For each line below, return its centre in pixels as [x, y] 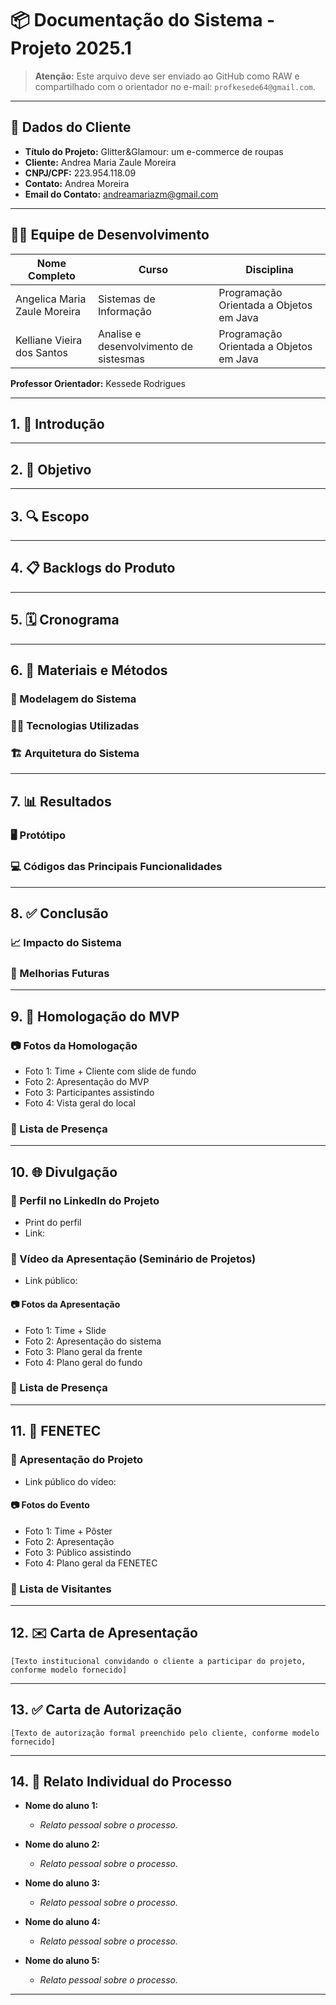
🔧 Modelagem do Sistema [73, 699]
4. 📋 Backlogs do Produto [93, 568]
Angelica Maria [51, 299]
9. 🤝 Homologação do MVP [95, 1016]
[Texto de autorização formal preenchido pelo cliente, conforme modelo [165, 1733]
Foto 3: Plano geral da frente [83, 1351]
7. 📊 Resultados [61, 801]
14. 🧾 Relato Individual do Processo [121, 1782]
